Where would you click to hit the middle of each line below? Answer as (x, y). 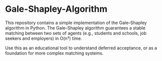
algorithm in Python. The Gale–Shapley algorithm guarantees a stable (75, 28)
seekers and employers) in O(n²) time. (44, 38)
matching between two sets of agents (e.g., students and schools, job (76, 33)
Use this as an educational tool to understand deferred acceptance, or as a (81, 48)
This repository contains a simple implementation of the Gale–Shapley (76, 23)
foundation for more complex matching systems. (54, 53)
